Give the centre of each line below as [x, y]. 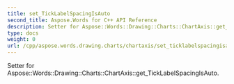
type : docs [23, 33]
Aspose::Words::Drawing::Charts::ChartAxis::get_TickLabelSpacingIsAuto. [113, 73]
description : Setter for [43, 26]
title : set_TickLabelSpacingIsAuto [59, 14]
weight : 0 [22, 40]
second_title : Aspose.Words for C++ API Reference [82, 20]
